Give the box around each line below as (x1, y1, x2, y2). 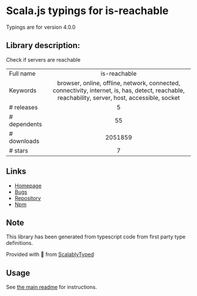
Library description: (6, 41, 80, 51)
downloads (9, 137, 40, 145)
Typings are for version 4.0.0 (6, 23, 76, 31)
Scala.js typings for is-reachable (6, 4, 169, 18)
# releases (9, 103, 38, 111)
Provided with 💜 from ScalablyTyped (6, 251, 94, 258)
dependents (9, 120, 42, 128)
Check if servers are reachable (6, 56, 81, 63)
